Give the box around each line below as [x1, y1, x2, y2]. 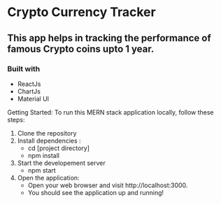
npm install [27, 151, 59, 159]
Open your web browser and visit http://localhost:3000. [27, 181, 188, 189]
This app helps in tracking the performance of [7, 32, 211, 44]
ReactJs [17, 80, 41, 88]
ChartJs [17, 87, 41, 95]
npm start [27, 166, 56, 175]
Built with [7, 64, 41, 73]
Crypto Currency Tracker [7, 4, 156, 20]
